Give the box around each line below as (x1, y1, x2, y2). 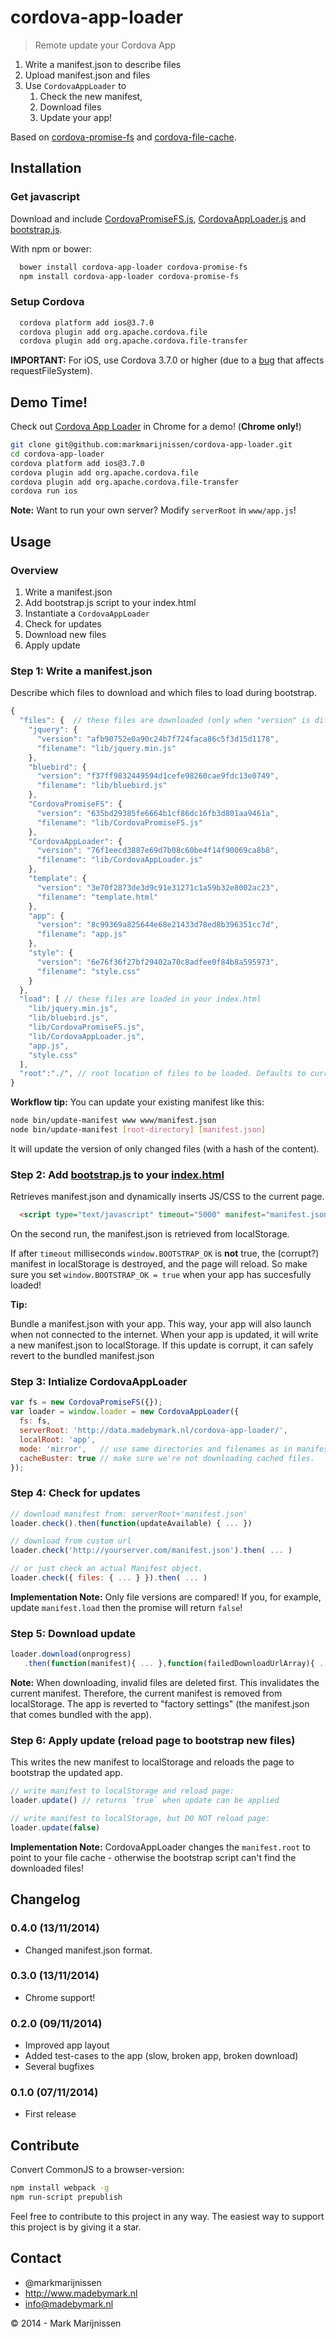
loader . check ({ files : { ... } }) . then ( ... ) (10, 1573, 208, 1583)
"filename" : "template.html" (36, 892, 159, 902)
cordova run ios (10, 486, 78, 496)
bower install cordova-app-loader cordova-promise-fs (19, 262, 248, 272)
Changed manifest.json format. (24, 1944, 153, 1956)
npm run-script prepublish (10, 2192, 123, 2203)
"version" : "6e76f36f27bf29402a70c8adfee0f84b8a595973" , (36, 957, 280, 967)
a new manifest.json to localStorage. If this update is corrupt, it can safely (10, 1339, 314, 1351)
